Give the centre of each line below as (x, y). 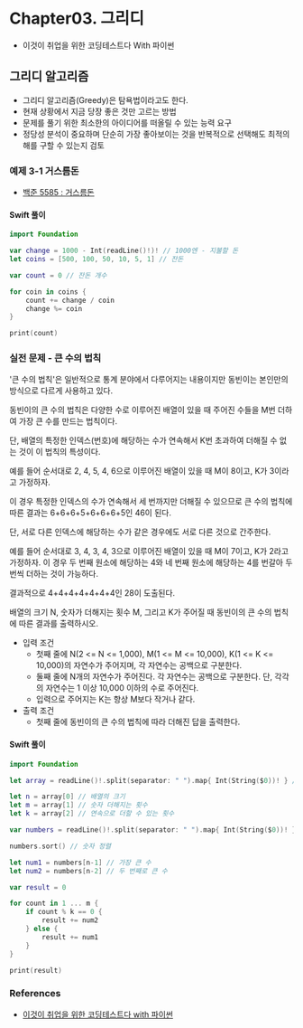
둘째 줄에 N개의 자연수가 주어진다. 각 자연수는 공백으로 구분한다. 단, (154, 677)
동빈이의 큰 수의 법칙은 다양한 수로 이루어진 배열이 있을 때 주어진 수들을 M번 (143, 410)
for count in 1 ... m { (54, 904)
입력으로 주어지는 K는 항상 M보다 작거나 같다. (115, 699)
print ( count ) (34, 334)
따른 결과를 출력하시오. (59, 624)
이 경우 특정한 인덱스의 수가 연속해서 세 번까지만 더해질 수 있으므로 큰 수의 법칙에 (151, 502)
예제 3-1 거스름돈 (44, 171)
